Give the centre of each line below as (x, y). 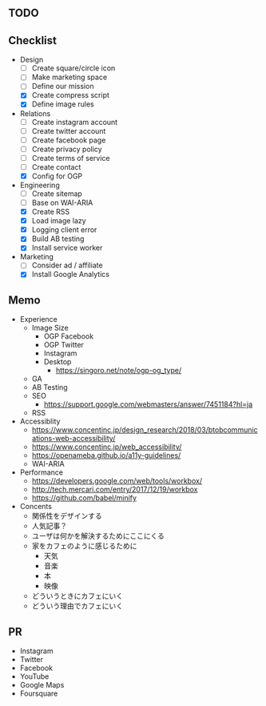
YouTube (34, 676)
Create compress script (71, 95)
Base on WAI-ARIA (62, 203)
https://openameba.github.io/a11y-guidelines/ (106, 455)
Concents (36, 507)
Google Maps (42, 685)
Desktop (58, 362)
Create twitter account (69, 130)
